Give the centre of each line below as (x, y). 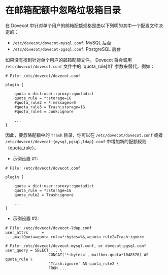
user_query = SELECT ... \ (34, 250)
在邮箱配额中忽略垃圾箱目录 (63, 10)
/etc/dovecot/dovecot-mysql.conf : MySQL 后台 (62, 43)
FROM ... (58, 268)
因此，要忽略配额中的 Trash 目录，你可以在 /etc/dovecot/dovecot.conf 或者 (84, 135)
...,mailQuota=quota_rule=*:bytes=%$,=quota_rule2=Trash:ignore (75, 237)
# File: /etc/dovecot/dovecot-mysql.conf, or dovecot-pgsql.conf (76, 246)
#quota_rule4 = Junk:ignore (44, 112)
